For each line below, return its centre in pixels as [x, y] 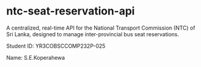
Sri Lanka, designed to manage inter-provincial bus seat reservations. [93, 34]
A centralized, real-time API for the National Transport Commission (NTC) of [101, 28]
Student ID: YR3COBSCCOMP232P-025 [56, 46]
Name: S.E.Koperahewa [36, 57]
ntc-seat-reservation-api [71, 11]
